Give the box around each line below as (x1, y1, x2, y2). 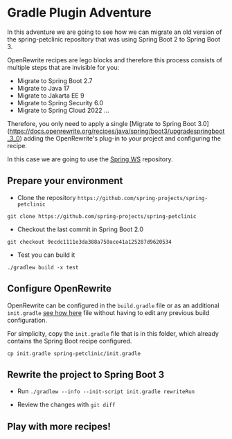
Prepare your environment (7, 175, 123, 187)
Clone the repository (17, 193, 76, 201)
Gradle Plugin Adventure (7, 5, 152, 21)
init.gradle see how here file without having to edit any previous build (7, 308, 210, 316)
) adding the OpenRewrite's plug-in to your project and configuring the (19, 134, 222, 143)
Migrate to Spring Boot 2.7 (17, 76, 93, 84)
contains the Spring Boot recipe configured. (7, 337, 132, 345)
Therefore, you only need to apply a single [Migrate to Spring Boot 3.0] (7, 119, 209, 127)
